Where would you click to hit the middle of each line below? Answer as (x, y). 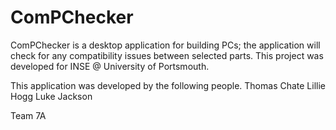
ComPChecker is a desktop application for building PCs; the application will (165, 45)
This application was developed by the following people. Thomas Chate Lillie (168, 85)
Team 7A (28, 115)
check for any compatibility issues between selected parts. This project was (167, 55)
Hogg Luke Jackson (51, 96)
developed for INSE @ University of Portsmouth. (110, 66)
